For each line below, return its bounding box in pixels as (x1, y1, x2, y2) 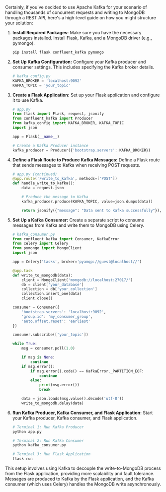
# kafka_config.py (12, 73, 51, 78)
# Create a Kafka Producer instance (12, 143, 88, 148)
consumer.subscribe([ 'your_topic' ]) (12, 332, 88, 337)
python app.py (12, 429, 42, 434)
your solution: (5, 20, 33, 26)
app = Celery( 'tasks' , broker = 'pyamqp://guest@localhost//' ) (12, 259, 142, 264)
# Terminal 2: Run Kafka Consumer (12, 438, 84, 443)
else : (30, 378, 42, 383)
